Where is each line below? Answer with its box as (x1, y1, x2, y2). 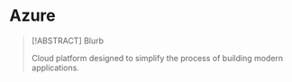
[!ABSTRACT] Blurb (31, 35, 105, 46)
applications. (31, 62, 79, 73)
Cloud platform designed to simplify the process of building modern (31, 52, 284, 63)
